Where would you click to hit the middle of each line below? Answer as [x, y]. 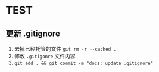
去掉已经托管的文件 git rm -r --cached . [65, 49]
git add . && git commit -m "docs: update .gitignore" [84, 63]
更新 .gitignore [33, 33]
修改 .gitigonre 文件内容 [45, 56]
